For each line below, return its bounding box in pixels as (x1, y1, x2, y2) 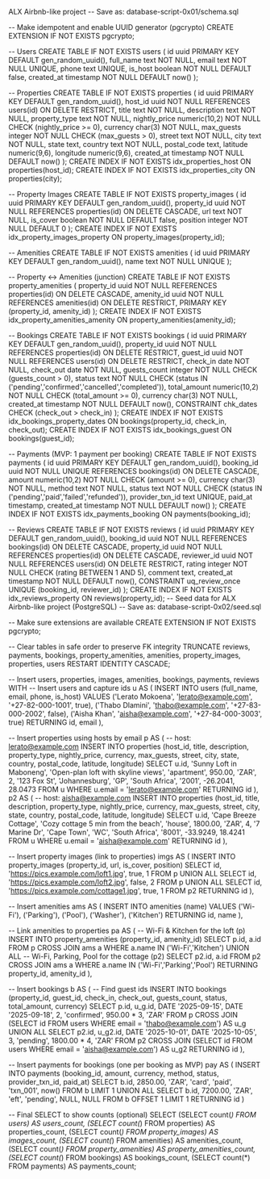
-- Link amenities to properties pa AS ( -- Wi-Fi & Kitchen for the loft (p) (8, 926, 246, 935)
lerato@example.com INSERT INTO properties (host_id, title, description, (8, 742, 250, 751)
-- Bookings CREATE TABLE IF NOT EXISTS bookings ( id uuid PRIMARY (8, 331, 247, 340)
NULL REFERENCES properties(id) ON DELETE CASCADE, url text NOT (8, 207, 243, 216)
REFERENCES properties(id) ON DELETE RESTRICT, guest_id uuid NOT (8, 348, 243, 357)
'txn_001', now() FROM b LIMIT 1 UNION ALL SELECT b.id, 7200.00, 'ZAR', (8, 1085, 253, 1095)
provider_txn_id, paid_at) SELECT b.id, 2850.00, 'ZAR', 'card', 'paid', (8, 1077, 233, 1086)
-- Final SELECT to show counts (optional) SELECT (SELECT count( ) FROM (8, 1110, 256, 1119)
